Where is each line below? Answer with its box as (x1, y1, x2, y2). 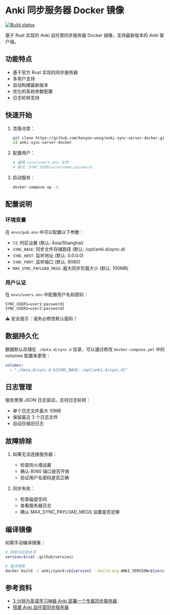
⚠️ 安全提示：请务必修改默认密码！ (5, 315, 78, 321)
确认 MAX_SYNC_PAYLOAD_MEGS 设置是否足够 (20, 509, 120, 515)
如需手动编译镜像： (5, 539, 46, 546)
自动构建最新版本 (12, 82, 49, 88)
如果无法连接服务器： (12, 451, 57, 457)
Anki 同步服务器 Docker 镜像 (5, 5, 124, 16)
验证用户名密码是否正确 (20, 475, 69, 481)
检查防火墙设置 (20, 462, 52, 468)
